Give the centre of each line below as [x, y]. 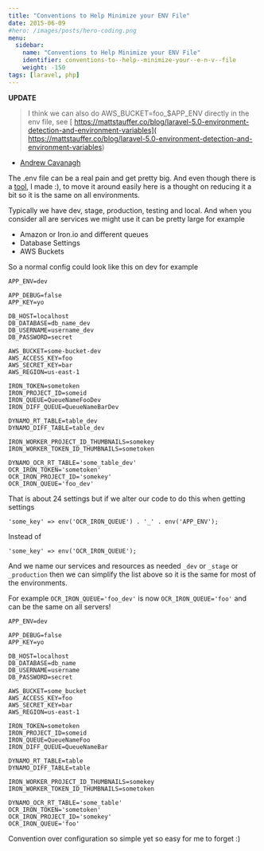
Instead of [25, 536]
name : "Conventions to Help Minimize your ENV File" [112, 53]
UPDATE [22, 97]
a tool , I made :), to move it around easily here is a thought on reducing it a [130, 186]
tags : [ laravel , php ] [44, 75]
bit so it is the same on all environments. [74, 195]
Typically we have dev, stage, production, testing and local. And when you [130, 210]
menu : [17, 38]
